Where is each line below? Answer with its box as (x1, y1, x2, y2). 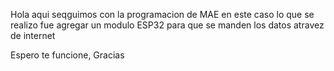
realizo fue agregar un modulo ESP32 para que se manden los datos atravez (10, 19, 325, 31)
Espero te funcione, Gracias (10, 49, 125, 61)
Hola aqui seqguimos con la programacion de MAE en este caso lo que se (10, 9, 315, 20)
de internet (10, 30, 56, 41)
